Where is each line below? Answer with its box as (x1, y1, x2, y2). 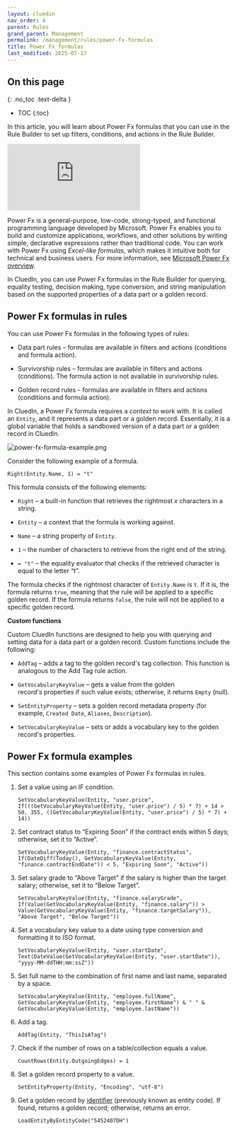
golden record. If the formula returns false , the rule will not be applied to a (7, 595, 225, 604)
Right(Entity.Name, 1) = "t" (7, 470, 93, 478)
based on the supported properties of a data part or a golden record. (7, 289, 208, 298)
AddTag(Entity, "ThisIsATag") (17, 1031, 108, 1039)
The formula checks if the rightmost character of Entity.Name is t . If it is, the (7, 580, 230, 588)
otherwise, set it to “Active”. (17, 835, 98, 844)
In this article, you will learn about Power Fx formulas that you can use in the (7, 122, 230, 131)
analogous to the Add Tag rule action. (17, 666, 127, 674)
